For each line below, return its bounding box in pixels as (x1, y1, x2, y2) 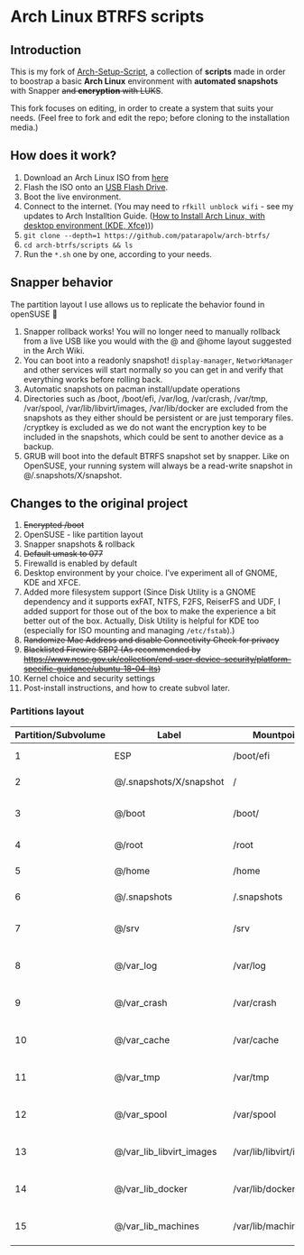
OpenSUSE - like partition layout (23, 530, 143, 540)
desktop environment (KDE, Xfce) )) (23, 219, 154, 231)
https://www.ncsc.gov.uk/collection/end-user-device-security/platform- (23, 654, 292, 665)
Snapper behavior (10, 275, 114, 291)
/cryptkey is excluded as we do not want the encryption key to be (23, 421, 267, 432)
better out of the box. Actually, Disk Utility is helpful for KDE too (23, 615, 260, 626)
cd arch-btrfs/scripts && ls (23, 241, 134, 250)
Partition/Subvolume (14, 728, 106, 741)
